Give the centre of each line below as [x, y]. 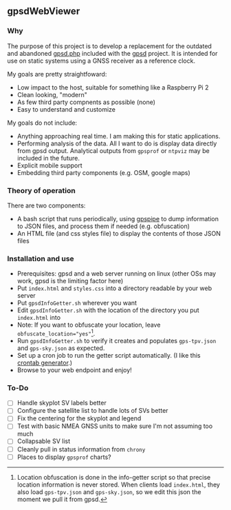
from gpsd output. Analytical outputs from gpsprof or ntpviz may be [113, 150]
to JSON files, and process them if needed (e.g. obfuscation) [103, 226]
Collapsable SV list [44, 441]
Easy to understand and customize [66, 109]
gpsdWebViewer [44, 11]
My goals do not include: [42, 123]
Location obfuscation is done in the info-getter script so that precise [114, 477]
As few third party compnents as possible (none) [86, 102]
